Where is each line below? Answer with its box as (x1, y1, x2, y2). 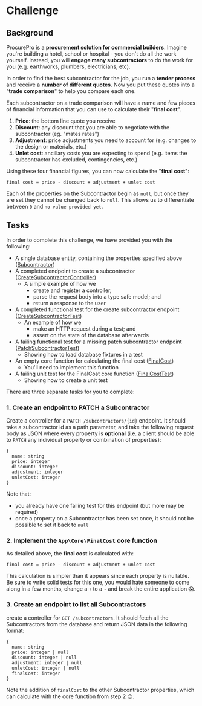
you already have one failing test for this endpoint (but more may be (15, 502, 184, 510)
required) (15, 508, 39, 516)
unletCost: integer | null (11, 665, 80, 671)
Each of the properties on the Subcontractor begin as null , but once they (6, 190, 189, 197)
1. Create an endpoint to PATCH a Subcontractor (6, 403, 150, 412)
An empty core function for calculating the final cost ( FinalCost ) (15, 357, 174, 364)
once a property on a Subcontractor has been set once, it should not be (15, 515, 194, 522)
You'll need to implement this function (24, 363, 119, 371)
